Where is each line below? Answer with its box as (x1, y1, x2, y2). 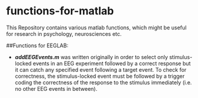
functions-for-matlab (6, 4, 115, 18)
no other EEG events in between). (14, 85, 97, 92)
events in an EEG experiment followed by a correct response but (32, 60, 191, 67)
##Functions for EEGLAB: (6, 42, 69, 49)
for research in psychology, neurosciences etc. (6, 30, 122, 37)
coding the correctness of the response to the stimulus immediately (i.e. (14, 79, 192, 86)
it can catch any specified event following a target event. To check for (14, 66, 187, 73)
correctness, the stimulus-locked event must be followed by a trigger (14, 72, 185, 79)
